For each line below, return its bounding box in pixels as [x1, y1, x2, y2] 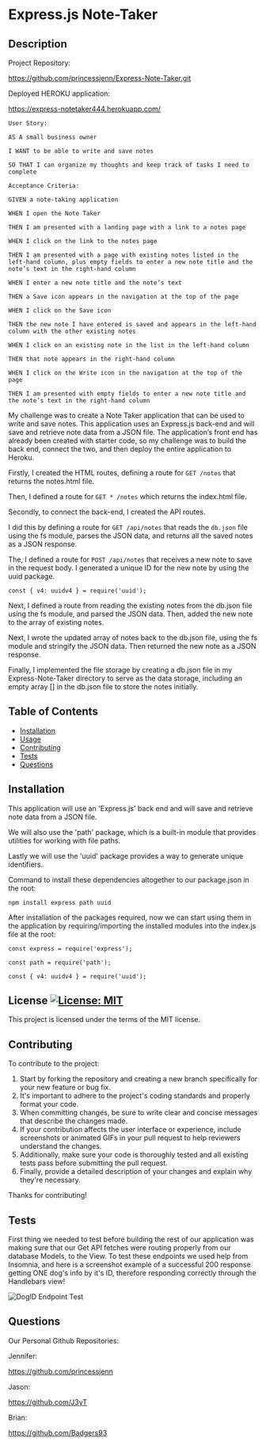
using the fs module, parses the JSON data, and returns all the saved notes [8, 531, 253, 540]
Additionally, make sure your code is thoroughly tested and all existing [19, 1150, 249, 1160]
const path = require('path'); [8, 959, 112, 967]
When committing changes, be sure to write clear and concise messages [19, 1108, 258, 1118]
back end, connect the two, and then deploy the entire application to [8, 444, 232, 453]
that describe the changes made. [19, 1116, 128, 1126]
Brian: [8, 1413, 28, 1422]
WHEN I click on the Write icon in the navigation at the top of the [8, 369, 243, 377]
